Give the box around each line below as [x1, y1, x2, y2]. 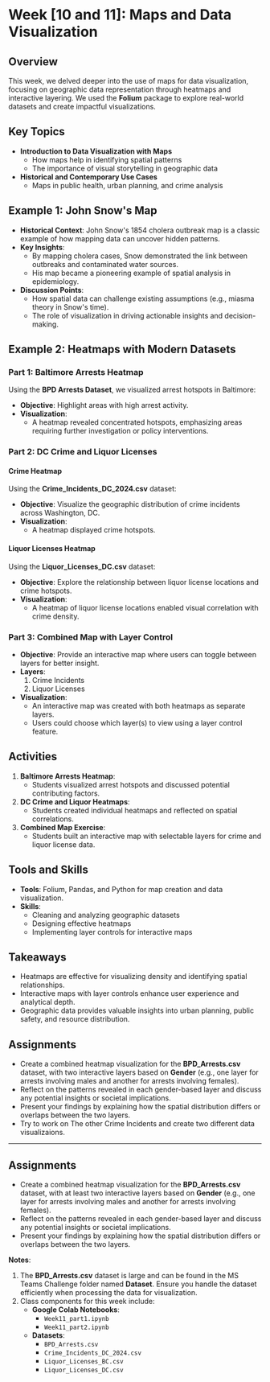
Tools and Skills [8, 863, 88, 877]
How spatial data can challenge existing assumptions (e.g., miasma [31, 294, 255, 303]
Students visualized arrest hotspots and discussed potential [31, 779, 231, 789]
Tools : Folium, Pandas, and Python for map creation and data [19, 884, 223, 894]
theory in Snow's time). [31, 302, 109, 311]
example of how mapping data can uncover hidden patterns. [19, 233, 221, 243]
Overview [8, 55, 59, 68]
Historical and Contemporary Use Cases [19, 171, 158, 182]
